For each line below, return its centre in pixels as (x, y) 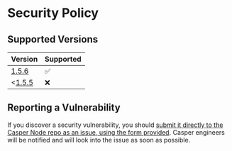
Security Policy (53, 13)
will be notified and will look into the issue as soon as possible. (99, 140)
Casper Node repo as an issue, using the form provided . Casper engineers (116, 132)
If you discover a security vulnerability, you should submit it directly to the (115, 125)
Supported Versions (53, 39)
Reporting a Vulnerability (64, 108)
